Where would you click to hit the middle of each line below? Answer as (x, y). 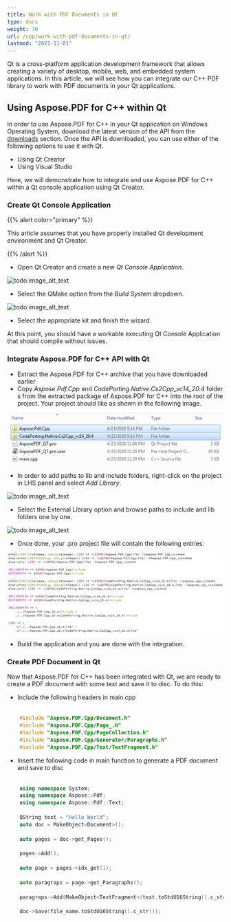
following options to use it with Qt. (56, 146)
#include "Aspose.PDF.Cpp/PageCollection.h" (84, 733)
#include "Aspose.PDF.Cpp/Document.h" (75, 718)
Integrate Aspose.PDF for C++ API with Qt (78, 359)
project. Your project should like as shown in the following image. (109, 403)
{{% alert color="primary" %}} (50, 220)
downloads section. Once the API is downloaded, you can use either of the (113, 138)
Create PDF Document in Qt (54, 662)
